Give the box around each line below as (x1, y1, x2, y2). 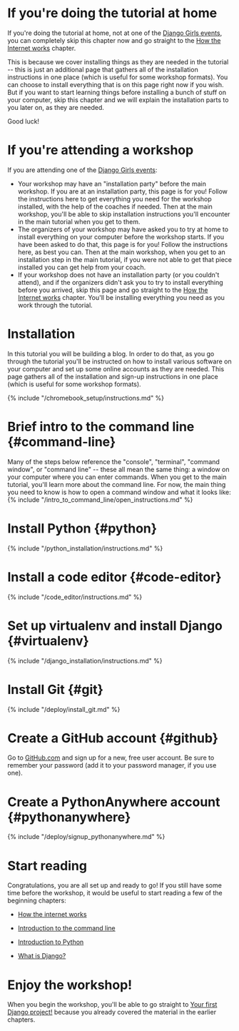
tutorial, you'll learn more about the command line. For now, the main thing (7, 480, 226, 488)
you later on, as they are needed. (7, 103, 105, 111)
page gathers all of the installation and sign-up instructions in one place (7, 372, 219, 381)
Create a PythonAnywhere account (7, 794, 220, 810)
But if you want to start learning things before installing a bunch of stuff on (7, 88, 227, 96)
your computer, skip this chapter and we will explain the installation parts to (7, 95, 229, 104)
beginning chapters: (7, 896, 66, 905)
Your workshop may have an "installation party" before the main (17, 179, 207, 188)
